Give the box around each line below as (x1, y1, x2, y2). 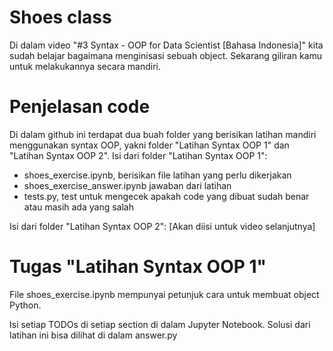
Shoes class (9, 6, 112, 29)
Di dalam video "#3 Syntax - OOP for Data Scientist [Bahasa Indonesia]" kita (9, 39, 324, 51)
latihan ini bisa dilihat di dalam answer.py (9, 329, 178, 341)
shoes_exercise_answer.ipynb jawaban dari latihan (23, 179, 232, 191)
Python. (9, 299, 42, 311)
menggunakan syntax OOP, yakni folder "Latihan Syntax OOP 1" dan (9, 139, 290, 151)
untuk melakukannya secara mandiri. (9, 60, 161, 72)
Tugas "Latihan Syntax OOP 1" (9, 256, 267, 278)
